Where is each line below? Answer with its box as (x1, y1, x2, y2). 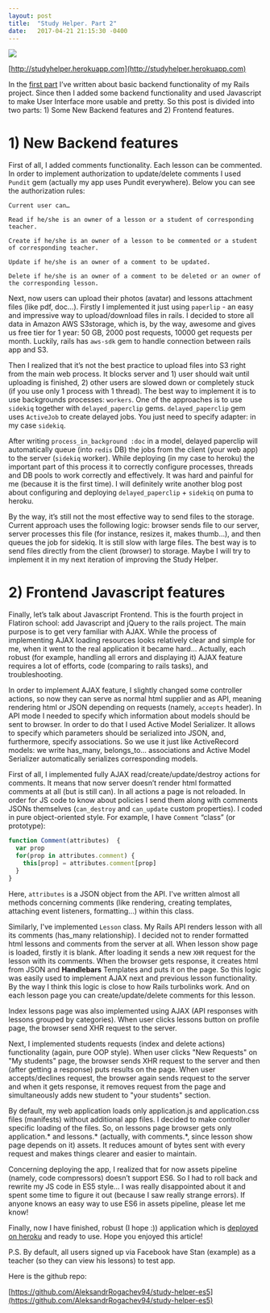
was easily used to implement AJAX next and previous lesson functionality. (8, 973, 258, 983)
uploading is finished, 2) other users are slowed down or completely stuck (8, 378, 255, 387)
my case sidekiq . (8, 420, 66, 430)
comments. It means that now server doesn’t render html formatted (8, 778, 231, 788)
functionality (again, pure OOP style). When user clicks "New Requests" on (8, 1047, 258, 1057)
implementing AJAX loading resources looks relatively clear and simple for (8, 635, 255, 646)
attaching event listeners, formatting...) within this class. (8, 905, 194, 916)
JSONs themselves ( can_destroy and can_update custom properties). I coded (8, 804, 263, 813)
